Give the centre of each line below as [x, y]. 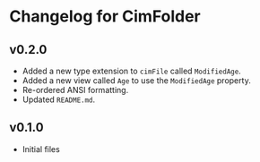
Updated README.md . [59, 99]
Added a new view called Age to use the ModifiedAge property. [136, 81]
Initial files [41, 149]
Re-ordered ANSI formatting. [75, 90]
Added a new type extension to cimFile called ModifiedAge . [132, 71]
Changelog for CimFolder [105, 17]
